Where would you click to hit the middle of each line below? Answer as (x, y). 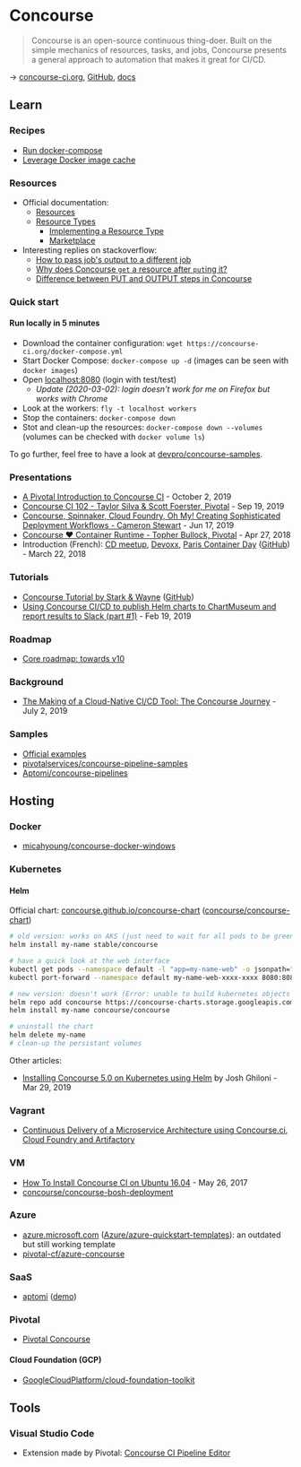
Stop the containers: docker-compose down (99, 418)
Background (37, 681)
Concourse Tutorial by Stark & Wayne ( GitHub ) (108, 596)
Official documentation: (65, 202)
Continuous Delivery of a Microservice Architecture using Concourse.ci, (155, 1130)
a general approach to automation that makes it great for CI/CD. (148, 59)
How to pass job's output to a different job (113, 259)
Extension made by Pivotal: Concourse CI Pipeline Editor (126, 1453)
